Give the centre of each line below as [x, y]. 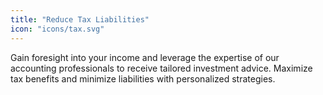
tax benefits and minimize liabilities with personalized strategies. [143, 78]
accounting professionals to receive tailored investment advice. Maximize [161, 68]
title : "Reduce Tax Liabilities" [80, 19]
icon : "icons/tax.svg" [57, 29]
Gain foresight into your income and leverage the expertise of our [145, 57]
